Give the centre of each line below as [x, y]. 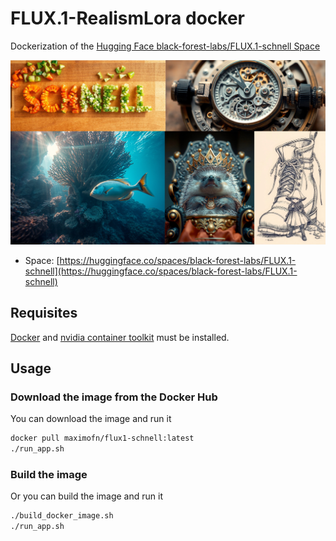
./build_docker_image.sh [62, 516]
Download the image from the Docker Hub [114, 397]
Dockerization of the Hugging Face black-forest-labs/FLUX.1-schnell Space [165, 46]
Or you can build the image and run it [86, 496]
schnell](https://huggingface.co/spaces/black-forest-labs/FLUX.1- [161, 271]
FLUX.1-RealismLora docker [127, 18]
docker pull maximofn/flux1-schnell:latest [102, 438]
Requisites [44, 313]
